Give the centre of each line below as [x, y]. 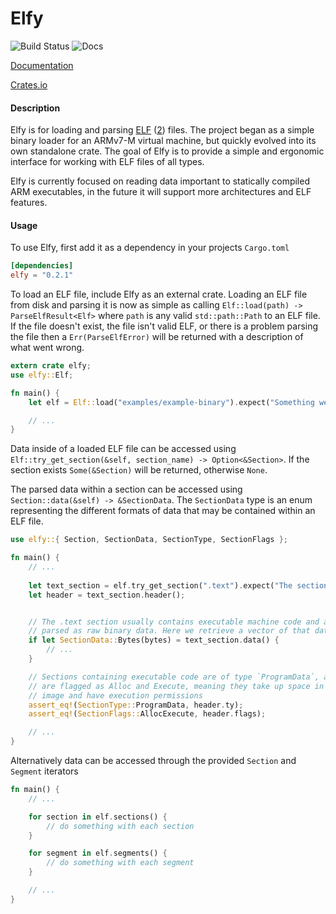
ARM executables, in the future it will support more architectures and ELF [161, 192]
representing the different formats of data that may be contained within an [163, 511]
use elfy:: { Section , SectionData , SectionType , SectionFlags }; [149, 540]
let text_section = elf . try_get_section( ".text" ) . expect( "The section [178, 585]
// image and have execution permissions [115, 695]
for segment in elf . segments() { [98, 853]
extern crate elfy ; [51, 366]
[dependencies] [42, 266]
